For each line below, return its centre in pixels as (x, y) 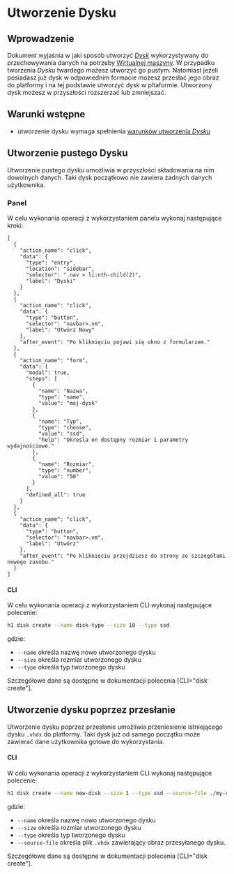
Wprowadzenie (41, 39)
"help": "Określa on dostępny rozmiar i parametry (113, 440)
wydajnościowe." (31, 446)
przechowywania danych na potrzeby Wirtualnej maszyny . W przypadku (111, 63)
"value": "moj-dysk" (68, 403)
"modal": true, (48, 372)
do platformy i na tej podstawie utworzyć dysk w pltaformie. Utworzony (110, 85)
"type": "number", (65, 470)
